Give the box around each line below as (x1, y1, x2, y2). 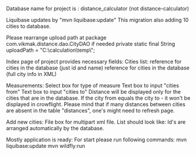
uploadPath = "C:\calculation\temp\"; (6, 47, 95, 54)
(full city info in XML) (6, 71, 57, 77)
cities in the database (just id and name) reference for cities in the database (6, 64, 190, 71)
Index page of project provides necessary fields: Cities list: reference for (6, 58, 182, 65)
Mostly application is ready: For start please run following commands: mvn (6, 136, 187, 143)
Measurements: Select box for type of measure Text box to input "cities (6, 82, 180, 89)
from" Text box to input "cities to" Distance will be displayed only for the (6, 88, 181, 95)
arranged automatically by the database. (6, 125, 104, 131)
